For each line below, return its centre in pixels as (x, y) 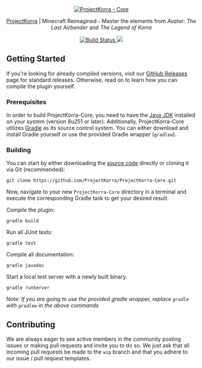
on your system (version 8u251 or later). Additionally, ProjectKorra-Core (95, 121)
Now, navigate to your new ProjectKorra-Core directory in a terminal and (96, 192)
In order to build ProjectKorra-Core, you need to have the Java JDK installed (101, 115)
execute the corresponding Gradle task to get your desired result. (87, 198)
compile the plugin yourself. (41, 86)
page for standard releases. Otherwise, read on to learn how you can (92, 80)
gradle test (21, 244)
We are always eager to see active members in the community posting (94, 339)
